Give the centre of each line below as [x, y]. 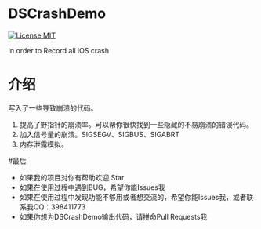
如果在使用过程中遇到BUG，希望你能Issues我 [92, 187]
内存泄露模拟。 [43, 144]
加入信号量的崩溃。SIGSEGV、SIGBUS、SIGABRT [100, 134]
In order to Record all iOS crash [59, 50]
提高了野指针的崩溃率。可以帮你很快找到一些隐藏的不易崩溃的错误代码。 [136, 124]
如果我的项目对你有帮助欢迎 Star [72, 177]
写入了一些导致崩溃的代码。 [53, 107]
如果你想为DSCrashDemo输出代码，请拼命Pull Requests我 [113, 216]
